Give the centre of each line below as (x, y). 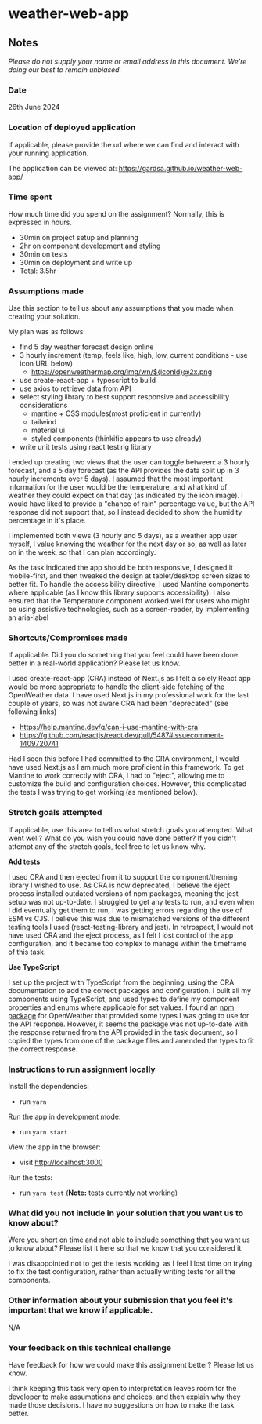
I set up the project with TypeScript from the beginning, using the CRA (121, 982)
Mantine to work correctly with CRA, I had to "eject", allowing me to (117, 776)
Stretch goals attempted (55, 813)
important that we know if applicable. (81, 1310)
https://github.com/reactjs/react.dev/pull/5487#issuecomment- (122, 735)
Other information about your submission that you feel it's (120, 1301)
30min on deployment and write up (76, 262)
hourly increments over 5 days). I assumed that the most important (115, 479)
